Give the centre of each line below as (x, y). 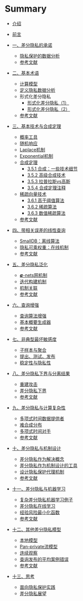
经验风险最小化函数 (40, 512)
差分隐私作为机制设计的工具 (49, 465)
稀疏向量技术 (33, 194)
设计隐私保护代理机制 (42, 472)
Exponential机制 (36, 156)
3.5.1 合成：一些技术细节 (52, 168)
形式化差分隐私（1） (48, 102)
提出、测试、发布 (37, 356)
